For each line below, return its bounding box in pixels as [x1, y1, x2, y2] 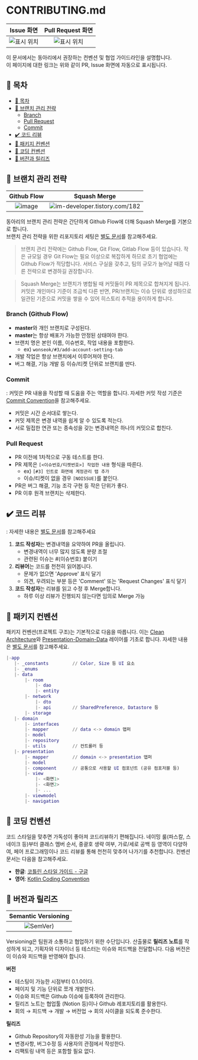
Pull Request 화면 [44, 26, 93, 34]
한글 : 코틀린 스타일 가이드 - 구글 [14, 867, 89, 875]
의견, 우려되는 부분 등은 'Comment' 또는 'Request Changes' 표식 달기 [23, 578, 186, 585]
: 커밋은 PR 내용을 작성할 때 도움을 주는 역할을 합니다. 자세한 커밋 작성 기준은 [6, 389, 183, 397]
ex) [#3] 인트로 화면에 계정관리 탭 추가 [23, 467, 109, 475]
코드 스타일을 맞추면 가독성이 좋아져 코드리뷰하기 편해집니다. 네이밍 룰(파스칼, [6, 833, 185, 840]
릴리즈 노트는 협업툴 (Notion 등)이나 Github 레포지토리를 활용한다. [14, 1000, 168, 1007]
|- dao [35, 683, 51, 688]
